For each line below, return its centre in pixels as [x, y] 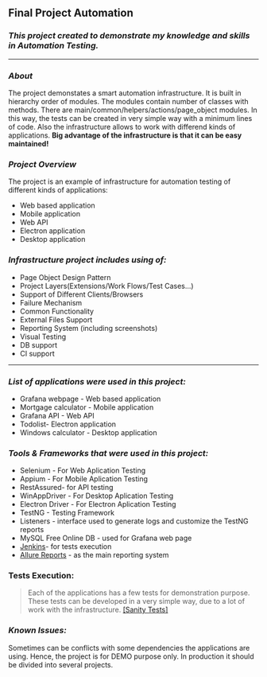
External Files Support [56, 319]
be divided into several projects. [61, 664]
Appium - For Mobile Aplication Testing [84, 479]
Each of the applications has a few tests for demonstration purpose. [139, 593]
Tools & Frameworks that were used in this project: [108, 453]
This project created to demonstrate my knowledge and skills [129, 36]
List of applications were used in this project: [97, 381]
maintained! [29, 143]
